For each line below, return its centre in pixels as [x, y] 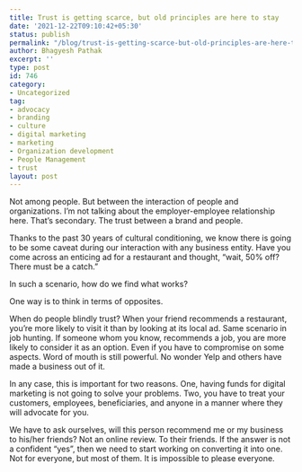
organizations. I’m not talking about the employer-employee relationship [142, 211]
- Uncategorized [40, 92]
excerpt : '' [31, 59]
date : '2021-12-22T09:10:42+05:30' [76, 26]
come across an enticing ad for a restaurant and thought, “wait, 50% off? [145, 258]
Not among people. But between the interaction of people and [124, 202]
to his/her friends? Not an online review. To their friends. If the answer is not [150, 440]
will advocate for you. [49, 413]
